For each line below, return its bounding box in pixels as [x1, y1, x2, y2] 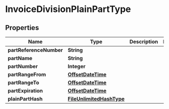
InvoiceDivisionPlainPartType [5, 3, 131, 15]
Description [129, 38, 158, 45]
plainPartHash [8, 95, 43, 102]
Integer [67, 63, 86, 69]
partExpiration [8, 87, 43, 94]
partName [8, 55, 33, 61]
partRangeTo [8, 79, 39, 86]
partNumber [8, 63, 38, 69]
